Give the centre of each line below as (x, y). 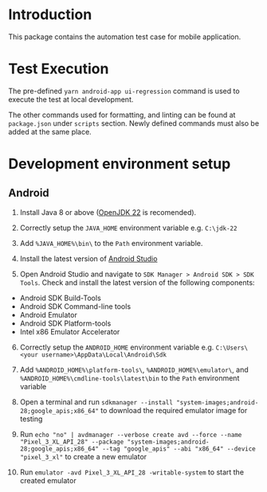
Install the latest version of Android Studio (88, 258)
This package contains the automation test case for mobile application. (125, 37)
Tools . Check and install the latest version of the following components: (137, 282)
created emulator (48, 480)
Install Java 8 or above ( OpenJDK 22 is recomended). (108, 212)
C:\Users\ (232, 348)
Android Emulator (48, 314)
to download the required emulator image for (174, 410)
